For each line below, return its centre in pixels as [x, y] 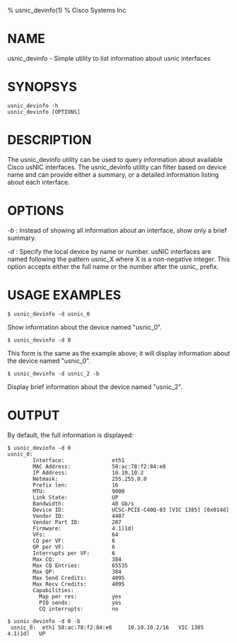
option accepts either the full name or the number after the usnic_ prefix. [113, 266]
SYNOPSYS [42, 87]
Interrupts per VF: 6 [74, 553]
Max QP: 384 [77, 572]
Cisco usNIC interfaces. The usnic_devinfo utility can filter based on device [117, 167]
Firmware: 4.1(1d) [83, 528]
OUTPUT [34, 415]
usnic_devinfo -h [33, 105]
